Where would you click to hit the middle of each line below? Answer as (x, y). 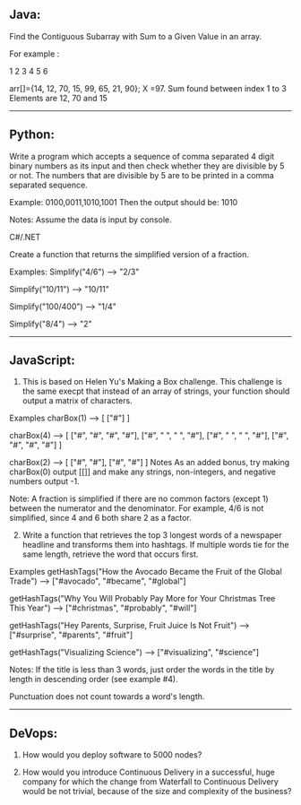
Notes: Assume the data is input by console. (90, 220)
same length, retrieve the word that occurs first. (110, 554)
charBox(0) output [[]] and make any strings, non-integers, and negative (142, 472)
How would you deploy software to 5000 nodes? (112, 755)
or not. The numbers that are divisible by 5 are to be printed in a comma (142, 175)
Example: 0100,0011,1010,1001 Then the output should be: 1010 (124, 202)
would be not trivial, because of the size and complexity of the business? (157, 792)
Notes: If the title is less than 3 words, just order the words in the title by (142, 670)
